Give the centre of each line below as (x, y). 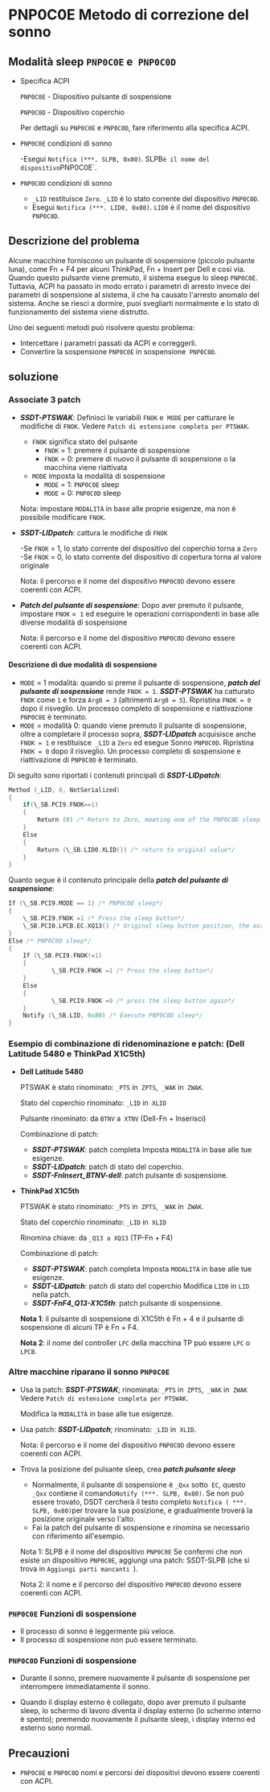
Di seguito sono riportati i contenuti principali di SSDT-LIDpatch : (115, 775)
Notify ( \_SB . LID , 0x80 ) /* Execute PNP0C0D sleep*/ (113, 1016)
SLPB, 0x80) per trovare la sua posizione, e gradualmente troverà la (142, 1510)
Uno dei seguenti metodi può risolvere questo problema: (102, 327)
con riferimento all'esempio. (78, 1536)
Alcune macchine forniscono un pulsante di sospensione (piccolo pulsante (132, 260)
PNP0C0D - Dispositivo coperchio (72, 112)
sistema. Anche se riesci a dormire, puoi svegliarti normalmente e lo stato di (134, 303)
